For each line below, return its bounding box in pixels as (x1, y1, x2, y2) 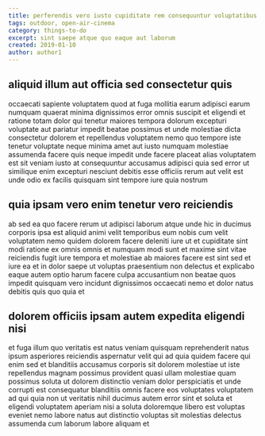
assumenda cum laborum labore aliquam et (8, 419, 150, 429)
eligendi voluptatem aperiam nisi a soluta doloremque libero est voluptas (8, 402, 246, 411)
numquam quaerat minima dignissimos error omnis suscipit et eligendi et (8, 107, 246, 117)
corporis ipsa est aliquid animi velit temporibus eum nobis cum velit (8, 227, 229, 237)
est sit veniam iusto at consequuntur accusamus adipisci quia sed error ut (8, 158, 250, 168)
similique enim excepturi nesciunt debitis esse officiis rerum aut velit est (8, 166, 244, 176)
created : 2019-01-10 (8, 41, 77, 49)
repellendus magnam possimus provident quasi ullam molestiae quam (8, 368, 236, 378)
